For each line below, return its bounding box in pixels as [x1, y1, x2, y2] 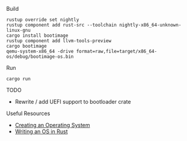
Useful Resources [6, 110, 51, 117]
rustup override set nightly [6, 17, 79, 23]
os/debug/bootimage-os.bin [6, 54, 74, 60]
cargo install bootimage [6, 33, 69, 39]
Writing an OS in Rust [14, 128, 68, 135]
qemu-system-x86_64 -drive [6, 48, 74, 54]
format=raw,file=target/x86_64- [76, 48, 158, 54]
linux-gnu [6, 27, 31, 33]
